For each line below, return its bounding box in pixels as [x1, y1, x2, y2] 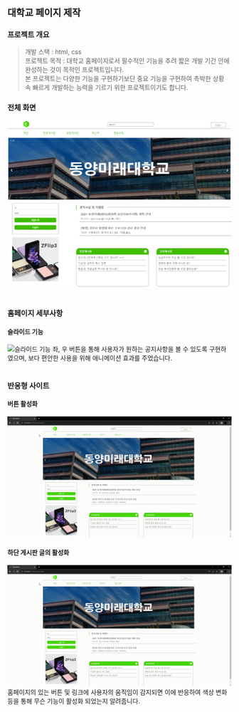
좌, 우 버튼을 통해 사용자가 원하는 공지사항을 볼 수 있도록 [52, 345, 208, 353]
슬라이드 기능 [7, 327, 44, 336]
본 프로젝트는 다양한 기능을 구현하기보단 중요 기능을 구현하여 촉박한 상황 [24, 74, 225, 83]
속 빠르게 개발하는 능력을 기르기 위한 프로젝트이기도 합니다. [24, 83, 188, 91]
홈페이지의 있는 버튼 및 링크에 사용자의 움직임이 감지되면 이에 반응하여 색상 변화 [7, 688, 228, 696]
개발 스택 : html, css [24, 47, 82, 56]
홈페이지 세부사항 [7, 308, 63, 318]
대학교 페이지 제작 [7, 6, 81, 19]
